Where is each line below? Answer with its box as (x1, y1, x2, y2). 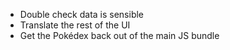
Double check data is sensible (19, 9, 145, 20)
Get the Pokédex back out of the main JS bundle (19, 30, 220, 41)
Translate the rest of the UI (19, 19, 131, 31)
